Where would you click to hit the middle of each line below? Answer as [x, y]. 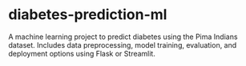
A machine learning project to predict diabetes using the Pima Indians [123, 37]
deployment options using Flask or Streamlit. [82, 53]
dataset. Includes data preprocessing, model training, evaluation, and [123, 45]
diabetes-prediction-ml [88, 15]
